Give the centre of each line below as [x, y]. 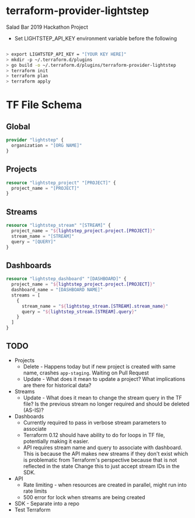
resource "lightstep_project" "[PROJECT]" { [61, 183]
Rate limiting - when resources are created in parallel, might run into [105, 485]
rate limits [35, 491]
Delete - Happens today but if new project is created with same [100, 366]
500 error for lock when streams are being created [84, 497]
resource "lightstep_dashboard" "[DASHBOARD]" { [66, 279]
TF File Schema [44, 105]
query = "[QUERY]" [34, 241]
